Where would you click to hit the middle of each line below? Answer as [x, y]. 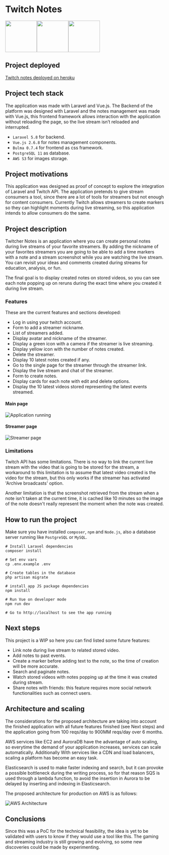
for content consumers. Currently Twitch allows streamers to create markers [84, 203]
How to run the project [41, 519]
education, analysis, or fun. [34, 268]
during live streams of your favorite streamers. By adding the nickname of [82, 246]
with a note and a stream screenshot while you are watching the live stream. [84, 257]
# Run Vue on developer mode [36, 599]
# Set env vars [21, 560]
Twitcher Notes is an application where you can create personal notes [78, 241]
